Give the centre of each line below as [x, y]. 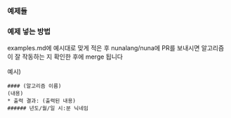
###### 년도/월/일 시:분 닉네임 [48, 109]
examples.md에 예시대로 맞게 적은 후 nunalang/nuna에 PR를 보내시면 [104, 48]
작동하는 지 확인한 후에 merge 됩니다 [72, 57]
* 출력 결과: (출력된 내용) [41, 101]
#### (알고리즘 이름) [34, 86]
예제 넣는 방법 [29, 31]
